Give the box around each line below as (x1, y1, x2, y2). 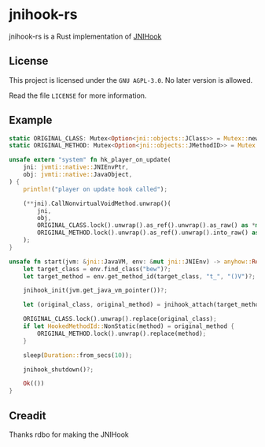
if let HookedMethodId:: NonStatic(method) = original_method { (23, 322, 235, 330)
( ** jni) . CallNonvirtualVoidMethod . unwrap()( (23, 199, 171, 207)
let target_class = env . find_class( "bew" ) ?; (23, 265, 171, 273)
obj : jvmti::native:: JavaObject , (23, 171, 133, 179)
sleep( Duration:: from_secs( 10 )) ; (23, 351, 133, 359)
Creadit (9, 408, 46, 423)
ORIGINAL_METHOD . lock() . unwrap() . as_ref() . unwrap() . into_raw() (37, 229, 248, 237)
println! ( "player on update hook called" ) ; (23, 185, 168, 193)
